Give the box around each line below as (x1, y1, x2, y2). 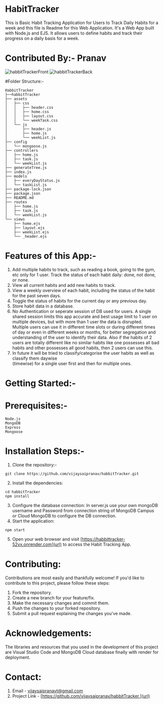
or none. (12, 277, 29, 283)
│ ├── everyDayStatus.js (5, 178, 60, 183)
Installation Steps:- (5, 446, 85, 457)
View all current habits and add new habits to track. (12, 282, 116, 288)
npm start (5, 527, 25, 533)
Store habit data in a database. (12, 303, 74, 309)
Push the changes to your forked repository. (12, 605, 101, 611)
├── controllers (5, 148, 38, 153)
